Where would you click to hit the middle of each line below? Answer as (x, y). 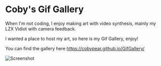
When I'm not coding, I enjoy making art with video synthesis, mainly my (80, 23)
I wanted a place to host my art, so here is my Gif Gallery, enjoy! (72, 39)
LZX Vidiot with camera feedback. (41, 28)
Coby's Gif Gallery (45, 9)
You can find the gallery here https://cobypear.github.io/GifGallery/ (75, 48)
